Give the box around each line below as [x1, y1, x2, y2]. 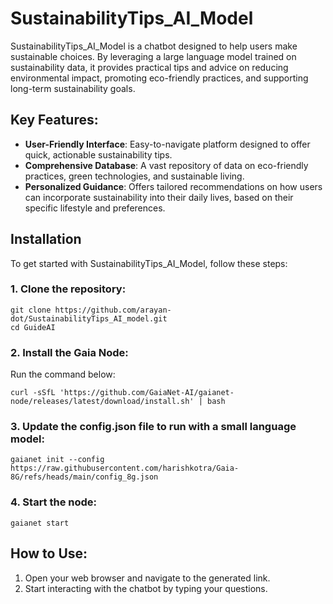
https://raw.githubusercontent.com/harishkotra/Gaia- [10, 463, 240, 474]
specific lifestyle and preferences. [24, 202, 166, 214]
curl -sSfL [10, 388, 56, 398]
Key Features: [10, 112, 99, 129]
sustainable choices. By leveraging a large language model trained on [10, 50, 297, 62]
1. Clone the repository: [10, 282, 127, 296]
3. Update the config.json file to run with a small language [10, 420, 297, 434]
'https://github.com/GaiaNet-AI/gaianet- [59, 388, 235, 398]
